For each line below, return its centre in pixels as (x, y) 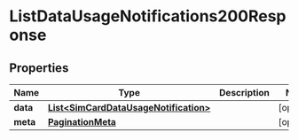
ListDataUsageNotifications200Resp (148, 16)
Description (244, 93)
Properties (39, 68)
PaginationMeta (82, 122)
